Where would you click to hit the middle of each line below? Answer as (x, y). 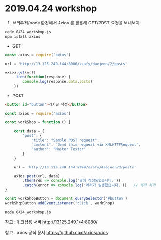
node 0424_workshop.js (28, 212)
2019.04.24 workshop (51, 9)
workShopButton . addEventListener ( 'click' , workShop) (60, 203)
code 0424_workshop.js (28, 32)
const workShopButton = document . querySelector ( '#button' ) (66, 199)
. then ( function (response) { (42, 77)
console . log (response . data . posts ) (58, 82)
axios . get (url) (20, 72)
